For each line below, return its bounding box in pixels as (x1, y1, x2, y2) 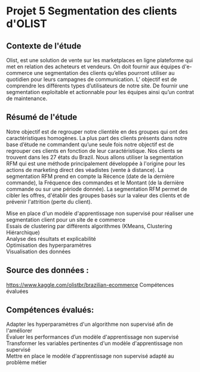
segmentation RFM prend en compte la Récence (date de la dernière (6, 173, 175, 180)
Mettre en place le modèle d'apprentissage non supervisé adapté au (6, 352, 174, 360)
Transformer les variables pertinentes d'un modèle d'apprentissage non (6, 340, 183, 347)
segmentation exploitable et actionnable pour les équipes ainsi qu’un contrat (6, 89, 194, 95)
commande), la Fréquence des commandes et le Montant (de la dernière (6, 179, 184, 186)
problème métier (6, 359, 47, 366)
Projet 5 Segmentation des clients (6, 4, 177, 18)
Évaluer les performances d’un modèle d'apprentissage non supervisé (6, 334, 179, 341)
